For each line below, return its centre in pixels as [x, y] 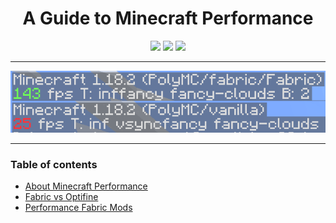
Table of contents [54, 164]
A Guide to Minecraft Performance [168, 18]
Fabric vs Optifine [61, 196]
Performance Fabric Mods [78, 207]
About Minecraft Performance [86, 186]
